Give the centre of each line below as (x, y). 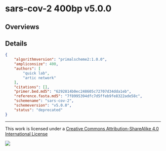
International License (26, 134)
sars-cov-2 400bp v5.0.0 (58, 9)
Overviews (22, 27)
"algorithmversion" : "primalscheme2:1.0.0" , (61, 60)
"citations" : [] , (32, 87)
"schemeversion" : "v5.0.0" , (43, 106)
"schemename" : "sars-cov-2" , (44, 101)
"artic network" (40, 78)
